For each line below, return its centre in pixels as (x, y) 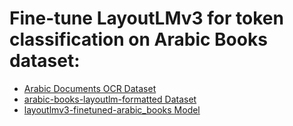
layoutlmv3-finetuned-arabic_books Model (112, 109)
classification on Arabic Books (138, 39)
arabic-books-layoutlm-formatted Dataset (110, 99)
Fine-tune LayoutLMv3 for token (146, 18)
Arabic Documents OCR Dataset (90, 88)
